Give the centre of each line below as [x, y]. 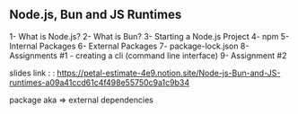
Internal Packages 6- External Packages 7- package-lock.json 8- [129, 46]
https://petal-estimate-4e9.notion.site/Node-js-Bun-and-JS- [169, 73]
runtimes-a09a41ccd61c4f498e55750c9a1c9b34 [100, 82]
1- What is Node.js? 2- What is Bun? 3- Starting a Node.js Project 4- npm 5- [149, 36]
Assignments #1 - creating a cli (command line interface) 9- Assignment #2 [148, 55]
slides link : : [32, 73]
